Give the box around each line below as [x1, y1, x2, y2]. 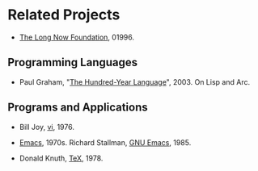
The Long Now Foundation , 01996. [19, 32, 135, 42]
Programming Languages [7, 56, 138, 69]
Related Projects [7, 6, 121, 24]
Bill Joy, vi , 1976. [19, 122, 74, 131]
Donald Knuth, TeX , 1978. [19, 153, 104, 163]
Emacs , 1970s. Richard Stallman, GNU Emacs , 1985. [19, 137, 192, 147]
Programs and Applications [7, 101, 149, 115]
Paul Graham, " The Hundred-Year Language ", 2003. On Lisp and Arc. [19, 77, 251, 86]
